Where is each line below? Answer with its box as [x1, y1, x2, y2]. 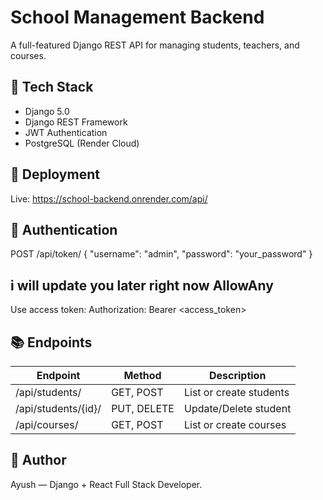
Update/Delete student [183, 402, 292, 415]
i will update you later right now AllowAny [10, 277, 274, 294]
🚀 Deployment [10, 166, 100, 183]
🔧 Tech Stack [10, 79, 94, 96]
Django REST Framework [24, 116, 128, 128]
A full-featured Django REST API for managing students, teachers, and [10, 39, 300, 51]
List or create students [183, 386, 290, 399]
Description [208, 369, 267, 382]
